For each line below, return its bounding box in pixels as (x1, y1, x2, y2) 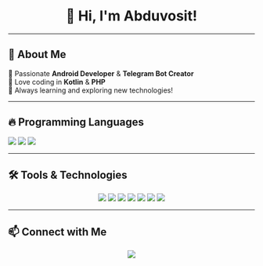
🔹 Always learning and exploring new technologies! (8, 86, 174, 95)
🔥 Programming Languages (8, 115, 145, 129)
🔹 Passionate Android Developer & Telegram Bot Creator (8, 68, 194, 78)
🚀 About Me (8, 48, 67, 61)
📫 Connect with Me (8, 225, 107, 239)
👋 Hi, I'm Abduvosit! (65, 7, 198, 25)
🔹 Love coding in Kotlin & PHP (8, 77, 106, 86)
